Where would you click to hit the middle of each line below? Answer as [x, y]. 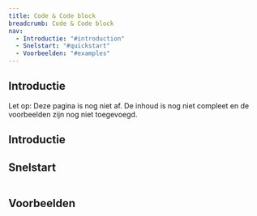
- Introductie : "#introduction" [71, 38]
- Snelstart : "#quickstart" [63, 46]
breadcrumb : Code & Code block [61, 23]
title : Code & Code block [52, 16]
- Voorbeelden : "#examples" [63, 53]
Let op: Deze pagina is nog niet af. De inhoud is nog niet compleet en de [129, 105]
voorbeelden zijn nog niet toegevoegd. [73, 114]
